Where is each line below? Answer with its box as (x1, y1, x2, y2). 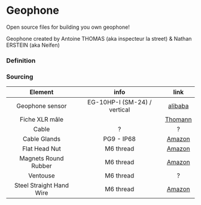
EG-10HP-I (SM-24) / (87, 98, 152, 107)
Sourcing (6, 73, 33, 81)
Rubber (31, 162, 52, 170)
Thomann (165, 115, 192, 123)
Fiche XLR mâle (20, 115, 64, 123)
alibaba (168, 102, 189, 110)
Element (29, 88, 54, 97)
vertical (108, 105, 130, 114)
